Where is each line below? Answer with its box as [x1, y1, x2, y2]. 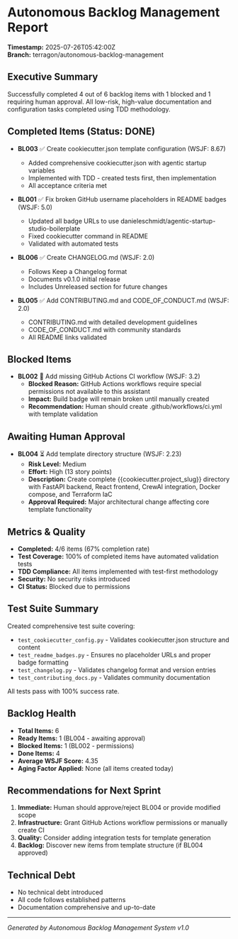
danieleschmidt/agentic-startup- [120, 216, 216, 225]
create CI [17, 826, 45, 835]
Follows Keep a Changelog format [28, 267, 127, 275]
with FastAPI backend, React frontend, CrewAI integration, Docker [28, 483, 221, 491]
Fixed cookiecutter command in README [28, 231, 149, 240]
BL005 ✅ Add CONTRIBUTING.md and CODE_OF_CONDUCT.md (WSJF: [17, 296, 229, 304]
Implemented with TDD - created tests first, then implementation [28, 173, 217, 182]
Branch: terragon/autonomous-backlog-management [7, 50, 164, 59]
